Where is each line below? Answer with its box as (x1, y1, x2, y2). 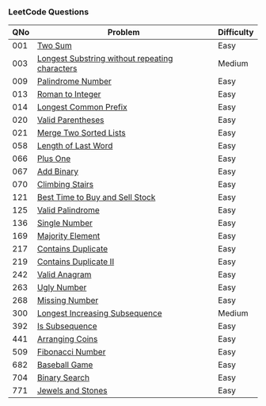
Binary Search (36, 372, 89, 383)
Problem (107, 27, 140, 38)
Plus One (36, 153, 71, 164)
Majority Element (36, 231, 101, 242)
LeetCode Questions (8, 6, 89, 17)
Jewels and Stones (36, 385, 108, 396)
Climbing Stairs (36, 179, 94, 190)
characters (36, 63, 78, 74)
